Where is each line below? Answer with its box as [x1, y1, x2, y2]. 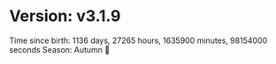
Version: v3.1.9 [9, 6, 121, 26]
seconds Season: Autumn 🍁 [9, 44, 111, 54]
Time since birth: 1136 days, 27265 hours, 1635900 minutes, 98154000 [9, 35, 268, 46]
